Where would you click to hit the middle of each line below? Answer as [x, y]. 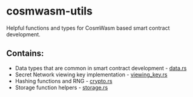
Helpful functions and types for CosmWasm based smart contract [88, 28]
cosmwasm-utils [49, 11]
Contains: [25, 54]
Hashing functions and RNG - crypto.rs [64, 81]
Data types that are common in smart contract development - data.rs [101, 68]
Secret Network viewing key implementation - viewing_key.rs [91, 75]
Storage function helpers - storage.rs [61, 87]
